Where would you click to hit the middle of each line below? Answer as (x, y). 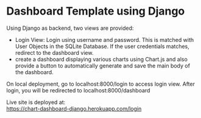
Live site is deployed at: (36, 102)
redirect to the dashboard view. (54, 52)
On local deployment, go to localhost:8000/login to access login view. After (100, 84)
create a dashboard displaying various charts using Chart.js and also (101, 59)
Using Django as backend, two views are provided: (70, 28)
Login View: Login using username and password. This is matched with (104, 40)
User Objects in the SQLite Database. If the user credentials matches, (102, 46)
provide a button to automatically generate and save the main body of (103, 66)
